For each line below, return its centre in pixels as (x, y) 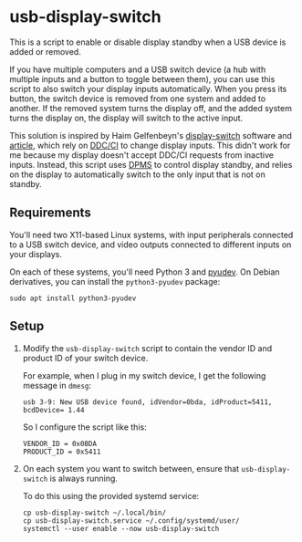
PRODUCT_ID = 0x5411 (62, 452)
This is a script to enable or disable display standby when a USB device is (148, 42)
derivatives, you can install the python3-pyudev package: (115, 281)
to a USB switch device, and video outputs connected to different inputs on (151, 245)
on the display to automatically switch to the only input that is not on (138, 174)
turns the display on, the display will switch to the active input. (126, 118)
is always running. (84, 478)
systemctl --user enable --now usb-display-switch (121, 528)
